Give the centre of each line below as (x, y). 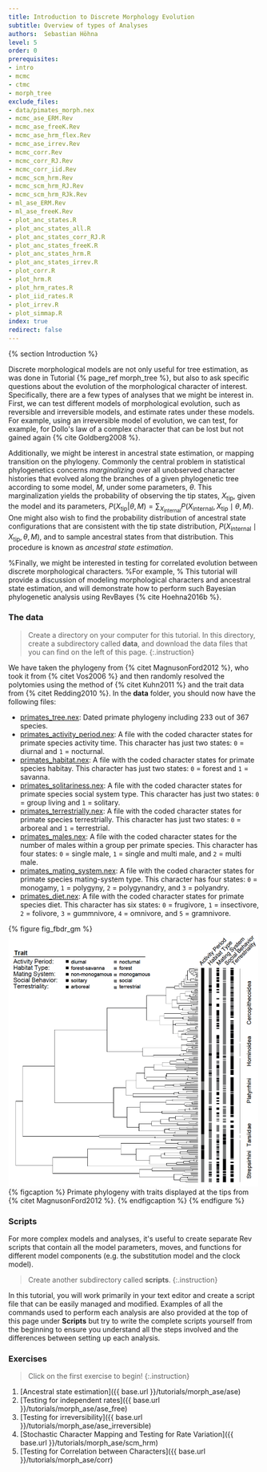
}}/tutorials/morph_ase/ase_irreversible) (86, 1426)
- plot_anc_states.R (43, 220)
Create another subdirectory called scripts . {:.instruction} (123, 1280)
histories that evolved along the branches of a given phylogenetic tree (124, 479)
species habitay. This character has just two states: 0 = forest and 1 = (134, 768)
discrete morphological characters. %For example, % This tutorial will (123, 571)
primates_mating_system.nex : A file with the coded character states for (137, 870)
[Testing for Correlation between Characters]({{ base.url (113, 1451)
